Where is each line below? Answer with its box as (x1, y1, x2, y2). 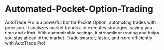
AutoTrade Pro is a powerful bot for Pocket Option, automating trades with (5, 19, 156, 25)
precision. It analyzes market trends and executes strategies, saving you (5, 24, 152, 30)
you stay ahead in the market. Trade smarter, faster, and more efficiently (5, 35, 152, 41)
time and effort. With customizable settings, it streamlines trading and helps (5, 30, 159, 35)
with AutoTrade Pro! (5, 40, 45, 46)
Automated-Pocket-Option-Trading (5, 3, 153, 15)
